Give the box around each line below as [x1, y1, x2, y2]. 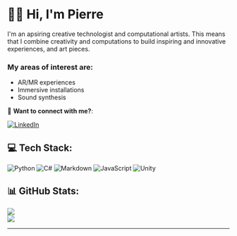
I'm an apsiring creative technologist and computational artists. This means [7, 30, 226, 38]
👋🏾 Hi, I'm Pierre [7, 6, 104, 23]
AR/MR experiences [17, 78, 76, 87]
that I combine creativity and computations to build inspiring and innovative [7, 37, 226, 45]
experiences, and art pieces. [7, 44, 90, 53]
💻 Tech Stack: [7, 142, 73, 154]
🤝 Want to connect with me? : [7, 107, 94, 116]
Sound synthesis [17, 93, 66, 101]
